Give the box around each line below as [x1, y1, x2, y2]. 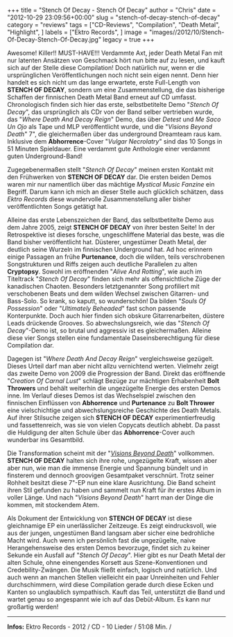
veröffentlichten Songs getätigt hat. [7, 203, 109, 210]
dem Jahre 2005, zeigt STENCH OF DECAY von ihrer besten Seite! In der [7, 223, 215, 231]
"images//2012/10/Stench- [148, 28, 225, 36]
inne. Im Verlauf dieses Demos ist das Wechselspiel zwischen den [7, 391, 196, 400]
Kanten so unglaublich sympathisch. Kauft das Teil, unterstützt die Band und [7, 588, 225, 596]
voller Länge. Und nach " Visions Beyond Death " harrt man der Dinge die [7, 493, 214, 502]
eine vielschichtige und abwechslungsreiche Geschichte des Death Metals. [7, 406, 222, 414]
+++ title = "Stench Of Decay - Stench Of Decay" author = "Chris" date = [7, 6, 216, 14]
